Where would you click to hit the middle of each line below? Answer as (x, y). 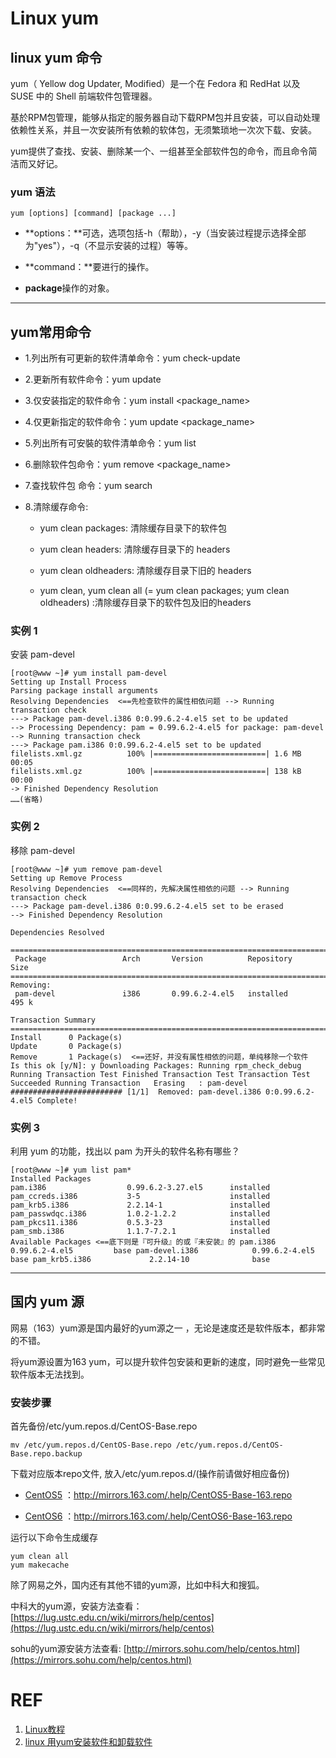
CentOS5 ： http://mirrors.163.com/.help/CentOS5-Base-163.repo (158, 1495)
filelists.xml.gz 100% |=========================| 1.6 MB (156, 754)
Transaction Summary (53, 1020)
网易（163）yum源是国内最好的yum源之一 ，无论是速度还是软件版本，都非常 (168, 1328)
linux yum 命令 (56, 57)
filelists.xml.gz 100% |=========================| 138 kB (156, 772)
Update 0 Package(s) (66, 1046)
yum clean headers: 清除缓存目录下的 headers (135, 549)
